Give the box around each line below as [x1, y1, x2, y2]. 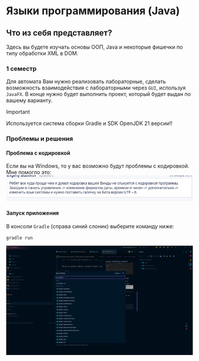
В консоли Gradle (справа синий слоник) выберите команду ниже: [6, 222, 175, 229]
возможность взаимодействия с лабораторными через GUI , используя [6, 84, 186, 91]
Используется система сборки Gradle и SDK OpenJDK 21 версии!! [6, 120, 173, 127]
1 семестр [6, 64, 37, 72]
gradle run [6, 235, 33, 241]
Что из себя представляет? [6, 28, 113, 38]
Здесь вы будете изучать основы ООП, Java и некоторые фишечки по [6, 43, 183, 50]
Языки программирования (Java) [6, 4, 180, 18]
